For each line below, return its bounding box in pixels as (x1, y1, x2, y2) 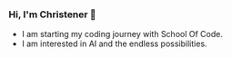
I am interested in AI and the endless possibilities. (21, 38, 207, 49)
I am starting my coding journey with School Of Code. (21, 29, 224, 40)
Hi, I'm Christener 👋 (8, 8, 96, 21)
